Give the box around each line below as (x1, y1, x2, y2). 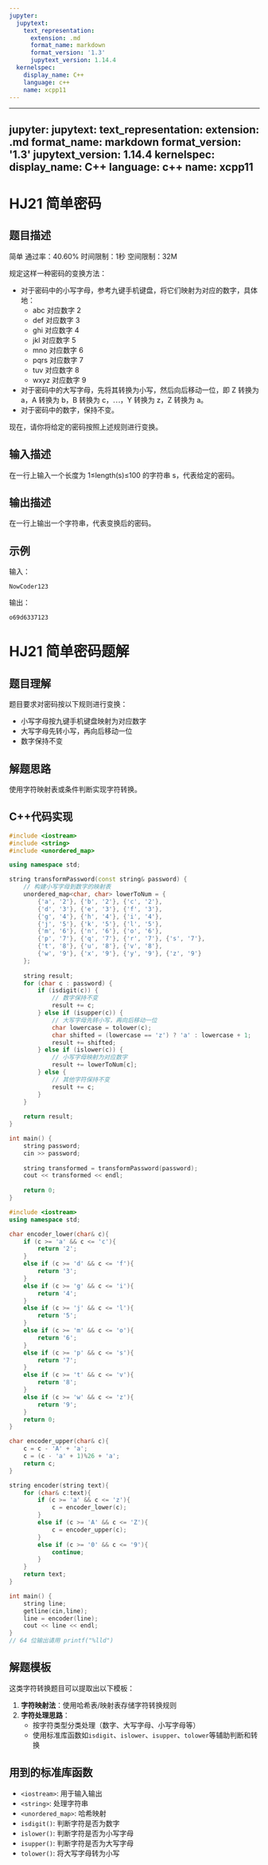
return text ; (23, 1571, 67, 1579)
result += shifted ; (51, 1039, 116, 1047)
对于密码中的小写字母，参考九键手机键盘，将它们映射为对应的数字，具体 (20, 285, 258, 295)
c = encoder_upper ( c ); (51, 1525, 127, 1534)
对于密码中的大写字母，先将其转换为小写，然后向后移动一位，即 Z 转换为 (20, 384, 259, 395)
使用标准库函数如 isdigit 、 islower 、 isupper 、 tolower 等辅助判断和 (32, 1730, 251, 1740)
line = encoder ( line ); (23, 1615, 99, 1623)
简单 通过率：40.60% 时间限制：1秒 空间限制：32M (9, 251, 177, 261)
